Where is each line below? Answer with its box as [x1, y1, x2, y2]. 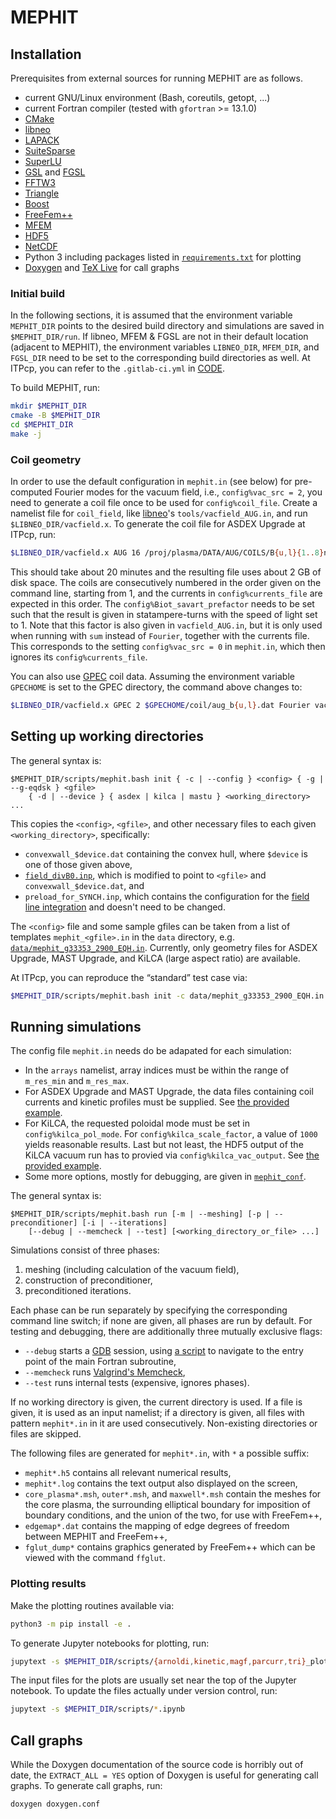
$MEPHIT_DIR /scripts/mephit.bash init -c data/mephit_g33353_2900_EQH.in [10, 991, 325, 1001]
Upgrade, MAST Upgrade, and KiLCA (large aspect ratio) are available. [10, 952, 301, 964]
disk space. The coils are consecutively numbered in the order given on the [10, 576, 322, 588]
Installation [10, 46, 82, 63]
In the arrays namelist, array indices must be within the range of [24, 1064, 290, 1076]
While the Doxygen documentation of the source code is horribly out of [10, 1759, 304, 1771]
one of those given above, [24, 858, 133, 870]
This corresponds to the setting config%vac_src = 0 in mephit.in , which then [10, 640, 326, 652]
